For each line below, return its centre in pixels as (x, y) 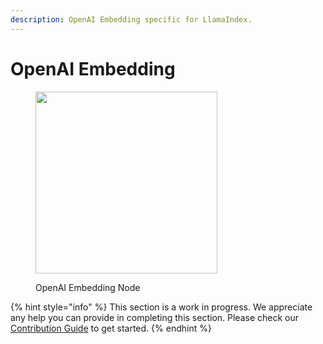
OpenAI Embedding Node (88, 287)
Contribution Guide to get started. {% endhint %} (111, 328)
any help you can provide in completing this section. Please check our (155, 317)
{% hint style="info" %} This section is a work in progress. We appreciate (161, 307)
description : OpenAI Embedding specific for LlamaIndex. (131, 19)
